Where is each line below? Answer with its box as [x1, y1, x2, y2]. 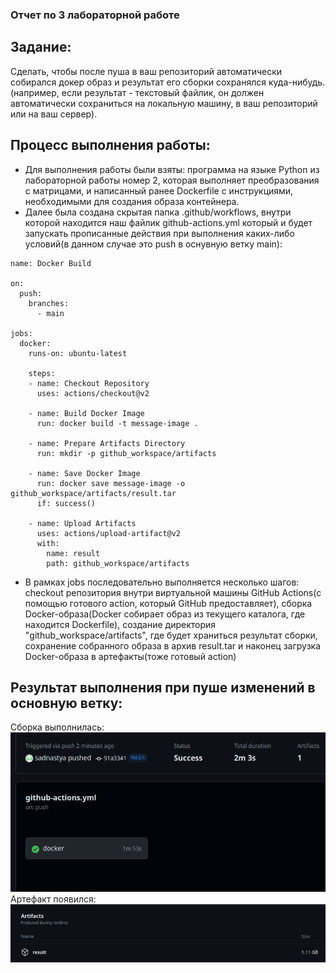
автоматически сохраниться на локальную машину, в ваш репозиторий [10, 97, 318, 109]
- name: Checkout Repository [28, 378, 150, 388]
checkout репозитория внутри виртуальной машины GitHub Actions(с [24, 586, 322, 598]
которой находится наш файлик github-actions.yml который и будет [24, 216, 313, 228]
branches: [28, 298, 70, 308]
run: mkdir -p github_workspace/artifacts [36, 448, 217, 458]
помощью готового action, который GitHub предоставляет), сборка [24, 597, 313, 609]
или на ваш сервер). [10, 108, 98, 120]
